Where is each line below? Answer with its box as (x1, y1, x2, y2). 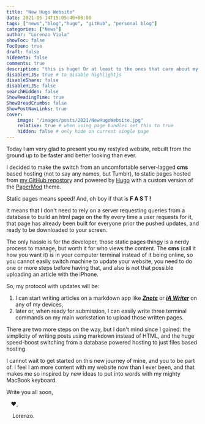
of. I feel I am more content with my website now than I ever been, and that (6, 363, 195, 371)
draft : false (6, 49, 40, 55)
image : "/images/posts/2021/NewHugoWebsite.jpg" (17, 117, 144, 123)
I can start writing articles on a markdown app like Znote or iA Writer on (15, 294, 197, 302)
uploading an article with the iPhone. (6, 270, 99, 278)
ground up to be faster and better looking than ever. (6, 152, 137, 159)
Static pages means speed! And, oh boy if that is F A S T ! (6, 195, 152, 202)
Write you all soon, (6, 389, 53, 395)
